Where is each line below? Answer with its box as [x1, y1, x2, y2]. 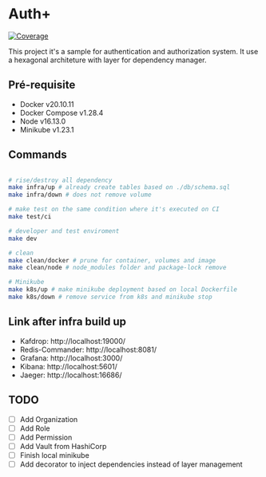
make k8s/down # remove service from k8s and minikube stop [8, 293, 213, 302]
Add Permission [19, 432, 73, 442]
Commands [8, 148, 68, 162]
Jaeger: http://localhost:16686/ [19, 370, 122, 380]
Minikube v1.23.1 [19, 124, 74, 134]
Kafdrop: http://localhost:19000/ [19, 336, 126, 345]
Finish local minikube [19, 450, 89, 459]
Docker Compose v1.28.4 [19, 108, 104, 117]
